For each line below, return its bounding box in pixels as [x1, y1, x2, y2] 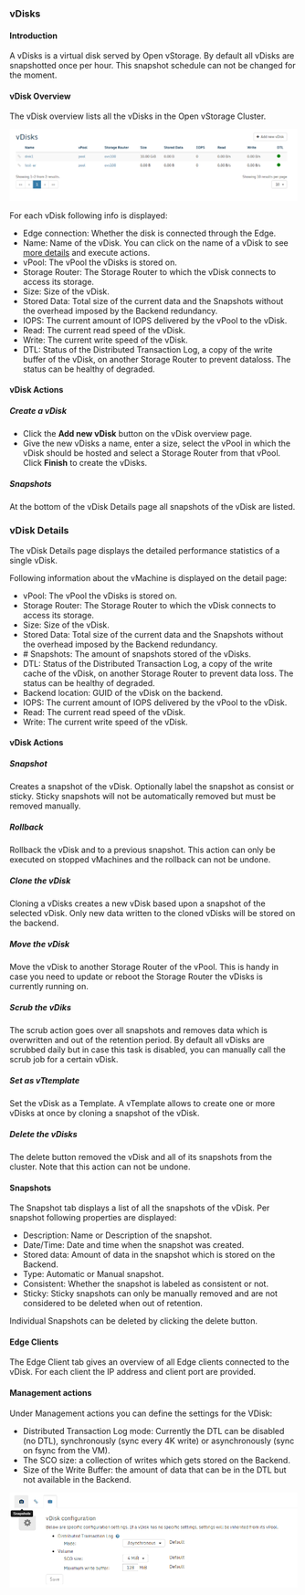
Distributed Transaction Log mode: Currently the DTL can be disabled [22, 1425, 285, 1436]
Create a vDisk [9, 406, 67, 417]
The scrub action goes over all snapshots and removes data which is [9, 1025, 268, 1036]
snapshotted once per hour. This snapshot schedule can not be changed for [9, 60, 296, 71]
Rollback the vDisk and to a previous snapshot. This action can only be [9, 844, 276, 856]
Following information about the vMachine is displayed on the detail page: [9, 572, 288, 583]
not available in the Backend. [22, 1474, 131, 1484]
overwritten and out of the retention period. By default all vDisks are [9, 1035, 265, 1046]
